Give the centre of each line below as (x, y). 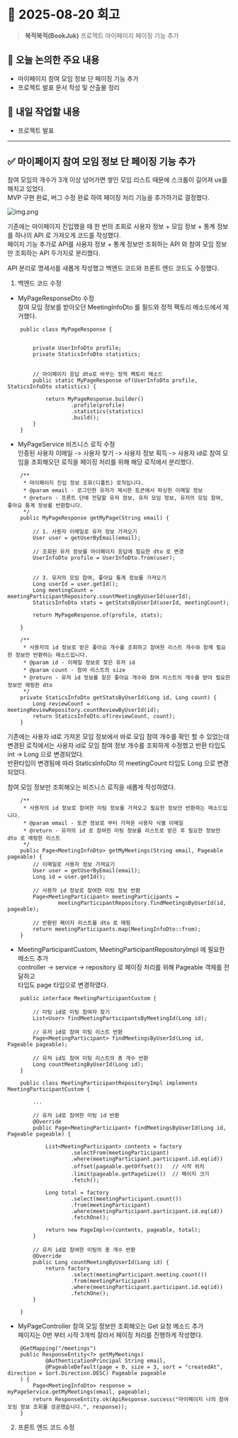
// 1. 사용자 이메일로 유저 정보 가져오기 (85, 532)
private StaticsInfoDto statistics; (87, 355)
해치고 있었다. (27, 189)
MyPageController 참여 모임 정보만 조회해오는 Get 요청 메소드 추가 (110, 1326)
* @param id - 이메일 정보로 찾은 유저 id (79, 663)
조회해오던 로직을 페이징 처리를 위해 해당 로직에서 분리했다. (112, 462)
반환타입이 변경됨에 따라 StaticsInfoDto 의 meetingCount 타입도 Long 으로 (112, 763)
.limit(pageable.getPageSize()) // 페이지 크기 (140, 1174)
